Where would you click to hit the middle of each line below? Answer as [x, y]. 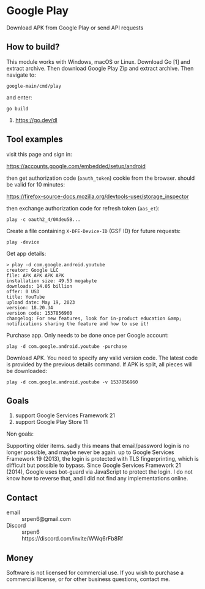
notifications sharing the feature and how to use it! [78, 324]
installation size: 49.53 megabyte [52, 281]
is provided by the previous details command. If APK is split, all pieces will [99, 364]
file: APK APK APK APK [35, 275]
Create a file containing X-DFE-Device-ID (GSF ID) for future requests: [94, 231]
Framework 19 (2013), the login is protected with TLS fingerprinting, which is [102, 459]
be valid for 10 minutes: [36, 184]
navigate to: [21, 75]
